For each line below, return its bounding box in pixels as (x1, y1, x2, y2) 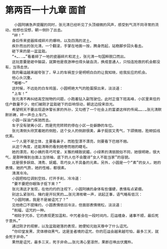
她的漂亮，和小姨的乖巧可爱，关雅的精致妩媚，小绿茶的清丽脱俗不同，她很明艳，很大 (11, 149, 161, 155)
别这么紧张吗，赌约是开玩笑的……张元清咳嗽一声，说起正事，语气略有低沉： (11, 192, 143, 197)
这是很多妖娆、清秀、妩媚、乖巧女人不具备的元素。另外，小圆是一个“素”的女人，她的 (11, 160, 161, 165)
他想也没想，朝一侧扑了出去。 (12, 27, 65, 32)
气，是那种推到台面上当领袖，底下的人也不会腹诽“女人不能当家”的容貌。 (5, 155, 132, 160)
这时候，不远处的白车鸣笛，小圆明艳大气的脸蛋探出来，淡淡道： (11, 86, 124, 91)
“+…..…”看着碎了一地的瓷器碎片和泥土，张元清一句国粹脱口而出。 (11, 54, 128, 59)
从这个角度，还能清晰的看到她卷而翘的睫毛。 (11, 144, 90, 149)
